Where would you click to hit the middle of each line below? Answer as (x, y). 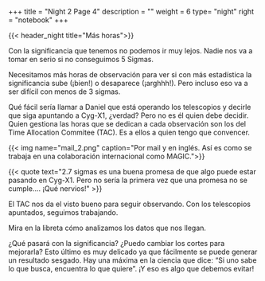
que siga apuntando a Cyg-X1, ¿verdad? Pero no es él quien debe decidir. (129, 115)
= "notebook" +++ (39, 20)
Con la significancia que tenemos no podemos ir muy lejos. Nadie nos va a (131, 51)
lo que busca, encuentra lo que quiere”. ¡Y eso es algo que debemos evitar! (131, 269)
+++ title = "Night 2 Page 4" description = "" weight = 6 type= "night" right (131, 12)
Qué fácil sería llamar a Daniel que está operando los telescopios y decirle (130, 107)
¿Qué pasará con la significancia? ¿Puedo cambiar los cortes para (117, 243)
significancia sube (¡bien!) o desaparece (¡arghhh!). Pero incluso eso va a (128, 83)
